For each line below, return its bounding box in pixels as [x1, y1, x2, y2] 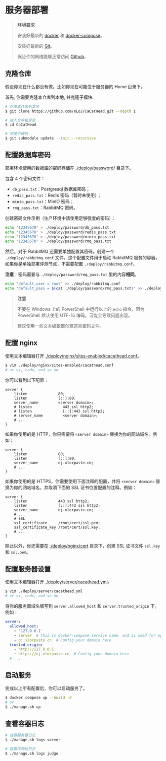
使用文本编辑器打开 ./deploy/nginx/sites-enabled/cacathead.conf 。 [5, 353, 142, 359]
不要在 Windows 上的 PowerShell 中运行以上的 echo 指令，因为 [17, 306, 145, 312]
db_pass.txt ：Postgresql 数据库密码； [12, 186, 90, 192]
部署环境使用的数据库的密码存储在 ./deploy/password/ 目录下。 [5, 165, 134, 171]
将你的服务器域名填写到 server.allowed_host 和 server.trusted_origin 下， [5, 603, 160, 609]
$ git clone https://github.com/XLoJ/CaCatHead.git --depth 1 [5, 109, 136, 114]
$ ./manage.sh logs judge [5, 751, 58, 756]
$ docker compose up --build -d [5, 695, 72, 700]
